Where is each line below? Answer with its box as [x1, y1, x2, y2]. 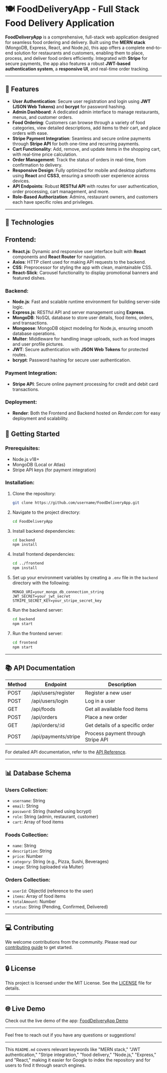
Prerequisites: [5, 445, 40, 452]
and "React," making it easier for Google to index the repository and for [5, 1057, 151, 1063]
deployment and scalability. [12, 415, 69, 421]
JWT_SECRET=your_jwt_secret [12, 594, 71, 599]
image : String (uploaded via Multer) [12, 864, 84, 870]
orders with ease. [12, 130, 48, 136]
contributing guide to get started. [5, 944, 73, 951]
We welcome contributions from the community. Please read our [5, 939, 137, 945]
